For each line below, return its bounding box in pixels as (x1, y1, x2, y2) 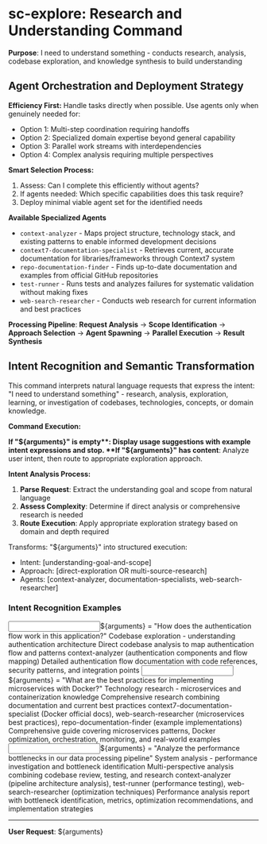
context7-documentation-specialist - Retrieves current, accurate (19, 245, 234, 254)
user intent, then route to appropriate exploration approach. (8, 454, 203, 463)
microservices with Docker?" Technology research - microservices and (8, 683, 242, 693)
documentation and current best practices (8, 700, 147, 710)
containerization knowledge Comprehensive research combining (8, 692, 220, 702)
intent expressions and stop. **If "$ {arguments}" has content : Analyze (8, 445, 250, 455)
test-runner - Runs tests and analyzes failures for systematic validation (19, 279, 254, 288)
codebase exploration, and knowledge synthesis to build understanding (8, 56, 242, 66)
